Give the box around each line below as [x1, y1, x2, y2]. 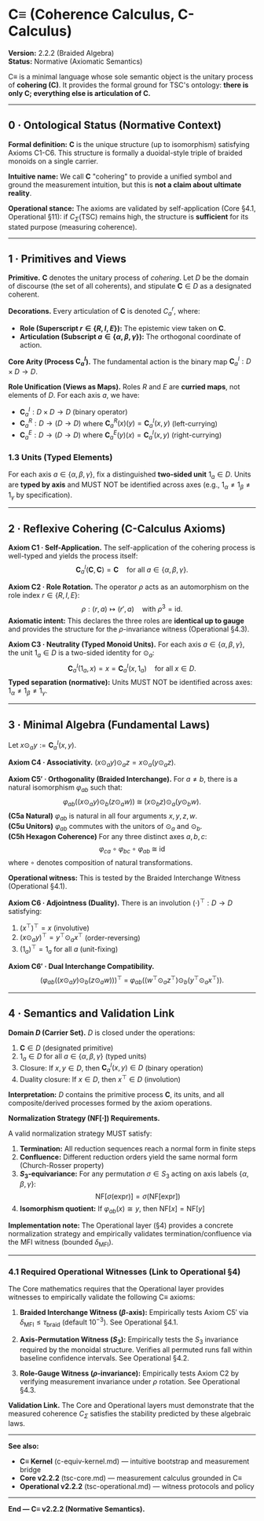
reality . [8, 188, 32, 197]
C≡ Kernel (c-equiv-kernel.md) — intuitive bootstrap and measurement [19, 1457, 250, 1466]
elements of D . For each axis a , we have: [8, 391, 140, 400]
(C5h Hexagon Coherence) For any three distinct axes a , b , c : [8, 831, 207, 841]
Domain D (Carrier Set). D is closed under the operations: [8, 1028, 196, 1037]
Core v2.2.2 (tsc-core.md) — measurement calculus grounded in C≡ [19, 1473, 242, 1483]
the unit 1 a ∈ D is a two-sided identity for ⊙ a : [8, 648, 155, 660]
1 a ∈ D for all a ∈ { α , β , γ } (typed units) [19, 1051, 147, 1062]
